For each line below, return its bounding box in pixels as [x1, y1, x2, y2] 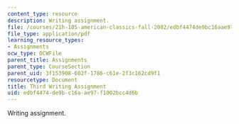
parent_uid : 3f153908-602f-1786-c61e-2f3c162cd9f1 [7, 69, 161, 77]
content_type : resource [7, 10, 78, 18]
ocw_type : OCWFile [7, 50, 62, 57]
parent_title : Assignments [7, 57, 87, 64]
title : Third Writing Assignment [7, 83, 107, 90]
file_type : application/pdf [7, 30, 91, 38]
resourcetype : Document [7, 76, 78, 84]
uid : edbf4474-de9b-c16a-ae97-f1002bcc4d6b [7, 89, 139, 96]
